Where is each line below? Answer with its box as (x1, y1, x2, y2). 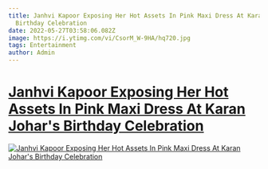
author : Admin (8, 49, 56, 57)
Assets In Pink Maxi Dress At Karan (8, 100, 246, 118)
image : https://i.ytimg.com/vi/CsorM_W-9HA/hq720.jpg (8, 33, 191, 42)
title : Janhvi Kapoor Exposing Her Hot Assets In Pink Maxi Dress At (8, 11, 245, 20)
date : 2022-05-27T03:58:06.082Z (8, 26, 116, 34)
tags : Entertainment (8, 41, 77, 49)
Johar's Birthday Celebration (8, 117, 204, 136)
